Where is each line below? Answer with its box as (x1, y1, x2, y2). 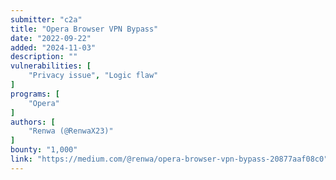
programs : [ (10, 89, 60, 99)
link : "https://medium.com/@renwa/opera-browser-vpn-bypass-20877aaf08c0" (10, 154, 329, 164)
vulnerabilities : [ (10, 61, 92, 71)
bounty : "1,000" (10, 145, 78, 155)
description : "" (10, 52, 78, 62)
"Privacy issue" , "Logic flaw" (28, 71, 159, 81)
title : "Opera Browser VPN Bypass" (10, 24, 159, 34)
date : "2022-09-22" (10, 33, 92, 43)
